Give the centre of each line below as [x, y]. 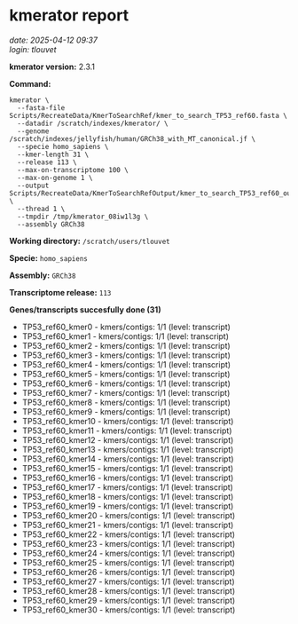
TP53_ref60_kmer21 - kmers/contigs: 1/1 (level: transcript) [128, 525]
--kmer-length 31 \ [53, 154]
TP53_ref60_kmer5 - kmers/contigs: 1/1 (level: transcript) [126, 374]
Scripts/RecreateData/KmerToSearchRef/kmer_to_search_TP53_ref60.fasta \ [149, 115]
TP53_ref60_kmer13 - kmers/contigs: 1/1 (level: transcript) [128, 449]
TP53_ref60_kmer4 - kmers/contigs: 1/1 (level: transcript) [126, 364]
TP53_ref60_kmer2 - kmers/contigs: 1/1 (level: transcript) [126, 345]
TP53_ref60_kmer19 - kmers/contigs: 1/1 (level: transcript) [128, 506]
